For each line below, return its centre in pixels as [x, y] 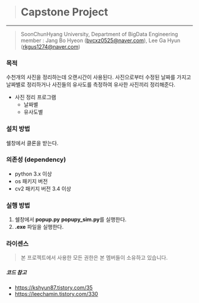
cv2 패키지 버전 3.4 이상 [43, 189]
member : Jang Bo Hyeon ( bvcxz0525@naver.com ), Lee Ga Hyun [100, 40]
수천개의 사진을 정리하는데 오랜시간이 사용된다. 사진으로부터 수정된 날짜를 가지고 [99, 77]
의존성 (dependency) [36, 160]
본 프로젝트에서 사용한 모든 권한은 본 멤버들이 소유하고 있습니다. [94, 258]
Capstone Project [64, 12]
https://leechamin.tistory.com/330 [56, 294]
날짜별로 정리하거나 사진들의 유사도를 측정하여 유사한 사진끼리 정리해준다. [91, 85]
